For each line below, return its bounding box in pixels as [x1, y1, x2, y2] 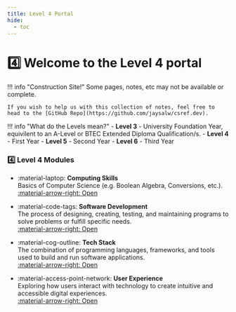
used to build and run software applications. [17, 253, 145, 262]
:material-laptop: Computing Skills [17, 173, 118, 182]
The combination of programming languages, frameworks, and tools [17, 245, 216, 254]
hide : [7, 17, 23, 24]
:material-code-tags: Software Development [17, 202, 148, 210]
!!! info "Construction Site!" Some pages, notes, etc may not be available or [7, 83, 224, 91]
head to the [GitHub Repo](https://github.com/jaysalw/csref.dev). [7, 110, 209, 117]
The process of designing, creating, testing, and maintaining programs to [17, 210, 229, 218]
